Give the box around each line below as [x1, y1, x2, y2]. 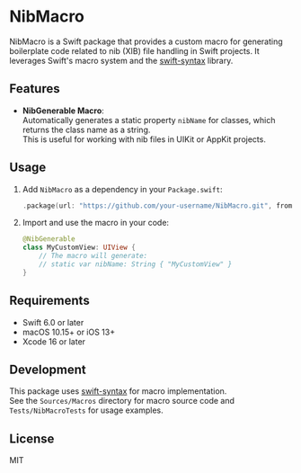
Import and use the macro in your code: [22, 218, 169, 228]
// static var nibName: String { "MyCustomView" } [39, 260, 233, 269]
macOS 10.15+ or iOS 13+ [22, 326, 115, 337]
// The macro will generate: [39, 252, 148, 261]
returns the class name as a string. [22, 124, 151, 135]
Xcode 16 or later [22, 335, 86, 347]
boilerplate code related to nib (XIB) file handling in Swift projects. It [9, 45, 261, 56]
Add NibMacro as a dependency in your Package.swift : [22, 183, 223, 194]
